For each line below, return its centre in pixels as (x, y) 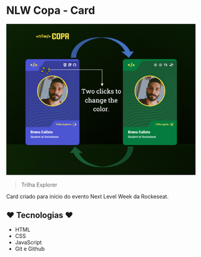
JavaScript (28, 243)
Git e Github (30, 249)
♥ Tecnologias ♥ (40, 215)
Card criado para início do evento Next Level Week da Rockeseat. (88, 196)
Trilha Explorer (39, 185)
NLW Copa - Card (51, 11)
